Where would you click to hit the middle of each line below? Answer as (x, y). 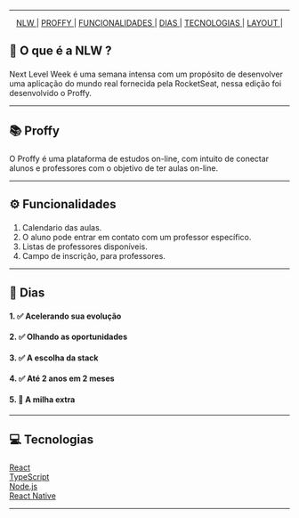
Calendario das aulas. (62, 228)
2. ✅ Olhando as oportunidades (68, 337)
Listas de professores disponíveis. (85, 247)
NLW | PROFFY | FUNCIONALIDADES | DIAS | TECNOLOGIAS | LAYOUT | (149, 23)
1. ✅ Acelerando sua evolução (65, 316)
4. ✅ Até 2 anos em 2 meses (62, 378)
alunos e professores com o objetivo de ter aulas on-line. (114, 168)
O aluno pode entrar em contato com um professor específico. (137, 238)
